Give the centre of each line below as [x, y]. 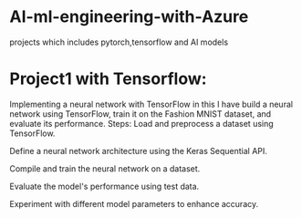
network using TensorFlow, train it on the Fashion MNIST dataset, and [141, 114]
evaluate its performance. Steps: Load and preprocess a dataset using [141, 123]
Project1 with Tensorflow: [108, 79]
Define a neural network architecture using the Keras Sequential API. [138, 151]
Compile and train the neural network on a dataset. [105, 168]
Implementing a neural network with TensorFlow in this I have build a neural [151, 104]
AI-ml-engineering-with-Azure [129, 17]
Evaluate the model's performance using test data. [104, 186]
